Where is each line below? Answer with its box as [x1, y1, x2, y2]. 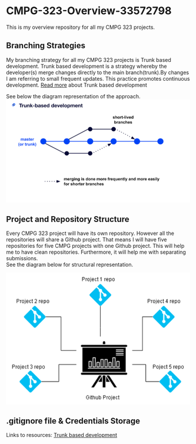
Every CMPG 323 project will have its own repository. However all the [6, 230, 175, 237]
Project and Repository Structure [6, 214, 129, 224]
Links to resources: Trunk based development [6, 432, 118, 439]
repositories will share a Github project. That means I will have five [6, 236, 167, 243]
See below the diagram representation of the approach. [6, 92, 141, 100]
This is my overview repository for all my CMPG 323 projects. [6, 24, 155, 31]
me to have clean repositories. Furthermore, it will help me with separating [6, 248, 187, 256]
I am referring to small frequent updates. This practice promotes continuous [6, 75, 190, 82]
